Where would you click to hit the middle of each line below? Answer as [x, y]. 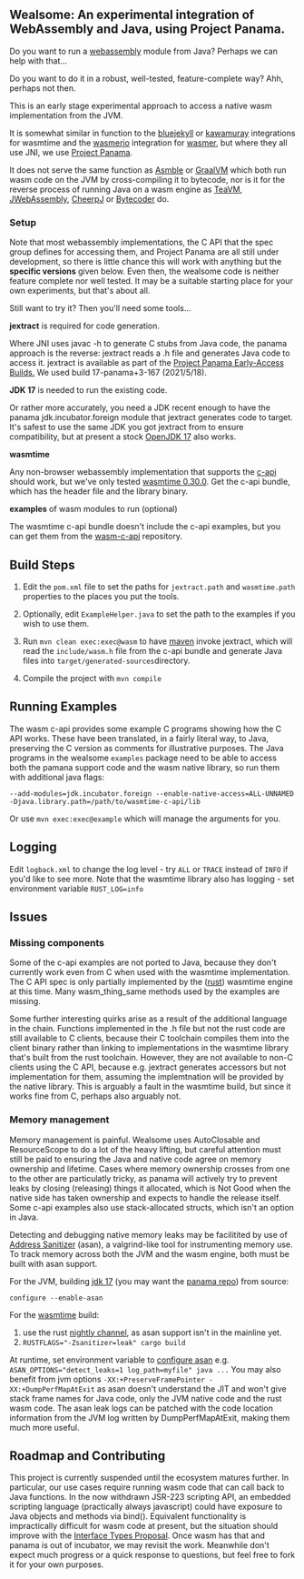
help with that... [39, 60]
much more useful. [44, 1427]
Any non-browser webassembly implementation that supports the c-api [143, 472]
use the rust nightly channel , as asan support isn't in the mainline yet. [152, 1333]
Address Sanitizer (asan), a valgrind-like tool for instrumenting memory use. [151, 1244]
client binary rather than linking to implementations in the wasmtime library [149, 1048]
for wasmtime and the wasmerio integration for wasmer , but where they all [148, 142]
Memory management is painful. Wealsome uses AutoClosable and [135, 1140]
